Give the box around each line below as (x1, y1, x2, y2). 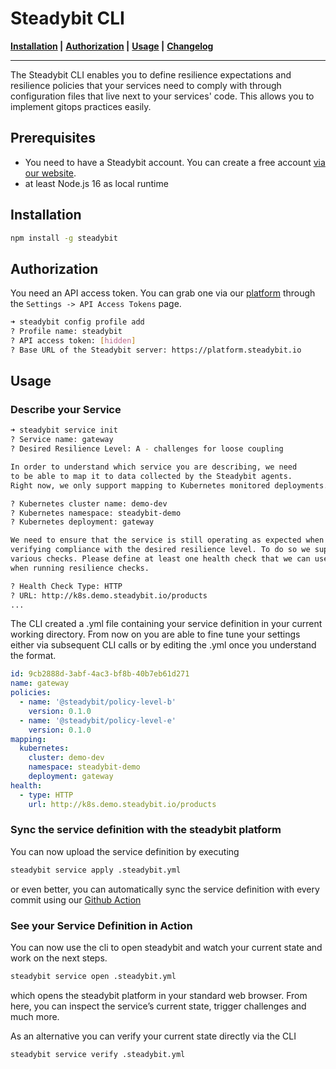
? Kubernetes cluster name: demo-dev (10, 498, 168, 509)
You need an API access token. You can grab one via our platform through (10, 287, 316, 299)
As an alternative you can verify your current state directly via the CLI (10, 1030, 297, 1042)
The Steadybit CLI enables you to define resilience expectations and (10, 68, 292, 81)
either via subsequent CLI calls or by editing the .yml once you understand (10, 639, 317, 651)
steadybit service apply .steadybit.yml (10, 865, 182, 875)
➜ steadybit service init (10, 425, 118, 436)
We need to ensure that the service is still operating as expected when (10, 535, 325, 546)
